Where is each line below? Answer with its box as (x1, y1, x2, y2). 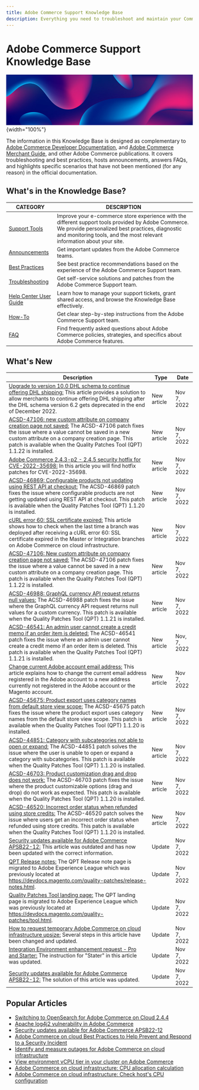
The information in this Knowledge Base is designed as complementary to (6, 137, 187, 145)
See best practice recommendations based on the (57, 260, 179, 267)
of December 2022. (8, 407, 57, 415)
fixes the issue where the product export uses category (8, 709, 144, 716)
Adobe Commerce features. (57, 337, 124, 345)
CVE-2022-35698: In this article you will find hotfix (8, 462, 136, 469)
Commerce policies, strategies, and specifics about (57, 331, 182, 339)
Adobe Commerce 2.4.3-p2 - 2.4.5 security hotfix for (8, 456, 141, 463)
